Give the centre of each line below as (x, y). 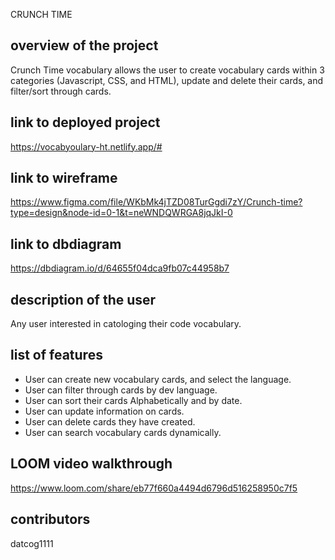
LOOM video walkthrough (91, 464)
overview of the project (84, 45)
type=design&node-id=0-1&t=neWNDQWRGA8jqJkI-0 (121, 213)
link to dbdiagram (66, 244)
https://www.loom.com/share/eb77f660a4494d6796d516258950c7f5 (154, 488)
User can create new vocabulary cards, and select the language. (158, 379)
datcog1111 (32, 543)
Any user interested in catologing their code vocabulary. (126, 324)
